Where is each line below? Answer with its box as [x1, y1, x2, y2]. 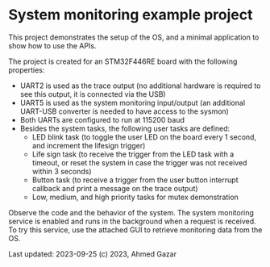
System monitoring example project [8, 6, 253, 24]
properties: [8, 65, 45, 74]
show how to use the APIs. [8, 40, 97, 50]
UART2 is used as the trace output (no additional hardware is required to [19, 81, 261, 90]
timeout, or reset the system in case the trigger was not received [31, 157, 247, 167]
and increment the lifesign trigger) [31, 140, 146, 150]
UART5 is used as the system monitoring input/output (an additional [19, 98, 246, 107]
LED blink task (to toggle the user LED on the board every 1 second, [31, 131, 256, 142]
